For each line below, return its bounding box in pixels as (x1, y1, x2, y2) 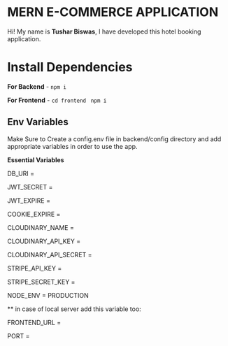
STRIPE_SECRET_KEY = (7, 277, 76, 286)
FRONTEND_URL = (7, 318, 62, 326)
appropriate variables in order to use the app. (7, 142, 138, 150)
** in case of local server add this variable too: (7, 305, 141, 313)
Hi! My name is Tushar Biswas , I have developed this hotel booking (7, 27, 201, 36)
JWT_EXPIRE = (7, 196, 51, 205)
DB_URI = (7, 169, 35, 178)
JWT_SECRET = (7, 182, 53, 191)
